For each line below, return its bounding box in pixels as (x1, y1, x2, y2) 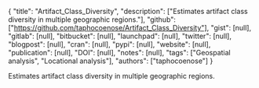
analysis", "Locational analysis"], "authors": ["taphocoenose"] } (8, 56, 213, 65)
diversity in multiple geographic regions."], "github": (8, 15, 177, 24)
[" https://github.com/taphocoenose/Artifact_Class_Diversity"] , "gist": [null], (8, 23, 252, 32)
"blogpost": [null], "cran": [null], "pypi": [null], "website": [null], (8, 40, 211, 49)
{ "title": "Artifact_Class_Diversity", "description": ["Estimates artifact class (8, 7, 249, 16)
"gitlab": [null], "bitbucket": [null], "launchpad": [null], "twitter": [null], (8, 31, 232, 40)
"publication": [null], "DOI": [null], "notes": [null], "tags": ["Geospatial (8, 48, 231, 57)
